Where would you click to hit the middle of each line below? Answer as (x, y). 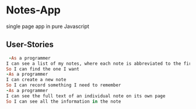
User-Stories (30, 45)
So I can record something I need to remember (64, 85)
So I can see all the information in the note (64, 101)
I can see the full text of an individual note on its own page (86, 96)
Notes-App (34, 10)
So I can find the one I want (43, 69)
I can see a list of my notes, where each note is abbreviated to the (94, 64)
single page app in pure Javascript (48, 26)
